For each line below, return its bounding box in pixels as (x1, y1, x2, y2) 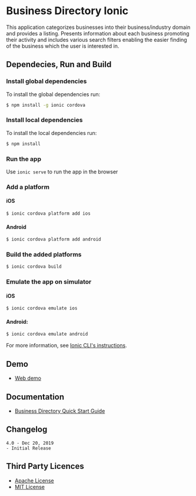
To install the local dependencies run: (6, 129, 97, 136)
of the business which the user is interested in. (6, 42, 119, 50)
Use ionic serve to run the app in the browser (6, 168, 118, 175)
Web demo (14, 375, 41, 382)
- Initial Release (6, 445, 51, 451)
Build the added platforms (6, 250, 82, 258)
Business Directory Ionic (6, 4, 129, 18)
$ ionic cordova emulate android (6, 331, 88, 337)
